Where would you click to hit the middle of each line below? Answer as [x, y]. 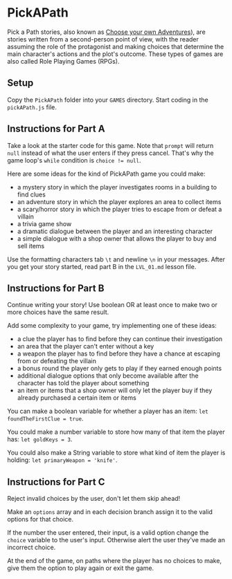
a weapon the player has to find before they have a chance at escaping [118, 353]
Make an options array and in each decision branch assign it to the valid [110, 512]
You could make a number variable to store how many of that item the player [116, 432]
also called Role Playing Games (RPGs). [63, 61]
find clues [32, 194]
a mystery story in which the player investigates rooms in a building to [117, 187]
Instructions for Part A [56, 129]
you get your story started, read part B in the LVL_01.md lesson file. [102, 266]
